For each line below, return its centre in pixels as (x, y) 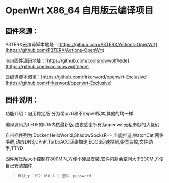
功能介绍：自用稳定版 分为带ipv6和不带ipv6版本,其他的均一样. (70, 113)
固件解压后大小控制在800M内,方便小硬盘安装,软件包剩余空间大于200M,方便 (84, 159)
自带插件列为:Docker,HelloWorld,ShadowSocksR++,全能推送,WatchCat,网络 (85, 135)
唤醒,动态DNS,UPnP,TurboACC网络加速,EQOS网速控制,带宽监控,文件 (77, 141)
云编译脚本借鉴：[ (24, 77)
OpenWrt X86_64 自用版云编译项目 (79, 11)
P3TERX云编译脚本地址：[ (33, 44)
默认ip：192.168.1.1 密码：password (54, 176)
